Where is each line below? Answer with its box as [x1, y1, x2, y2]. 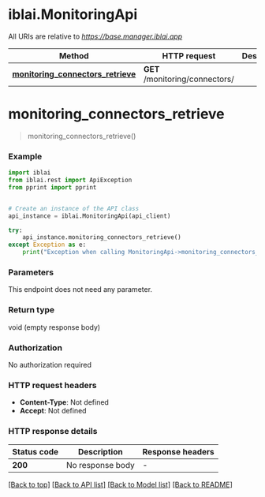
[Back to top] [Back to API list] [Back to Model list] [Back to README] [8, 480, 233, 489]
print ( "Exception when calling [22, 248, 125, 256]
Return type [8, 305, 55, 316]
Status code [12, 446, 59, 457]
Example [8, 151, 43, 162]
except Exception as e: [8, 241, 87, 249]
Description [77, 446, 124, 457]
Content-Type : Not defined [19, 398, 109, 407]
